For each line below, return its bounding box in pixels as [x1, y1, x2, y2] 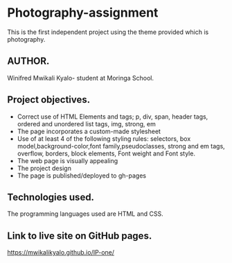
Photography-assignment [7, 5, 159, 21]
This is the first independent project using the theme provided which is [7, 28, 209, 36]
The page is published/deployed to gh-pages [17, 171, 147, 180]
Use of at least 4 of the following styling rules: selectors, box [17, 134, 191, 143]
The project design [17, 164, 71, 172]
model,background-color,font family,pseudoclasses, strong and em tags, [17, 142, 225, 150]
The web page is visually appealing [17, 156, 118, 164]
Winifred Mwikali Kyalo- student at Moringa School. [7, 74, 154, 82]
